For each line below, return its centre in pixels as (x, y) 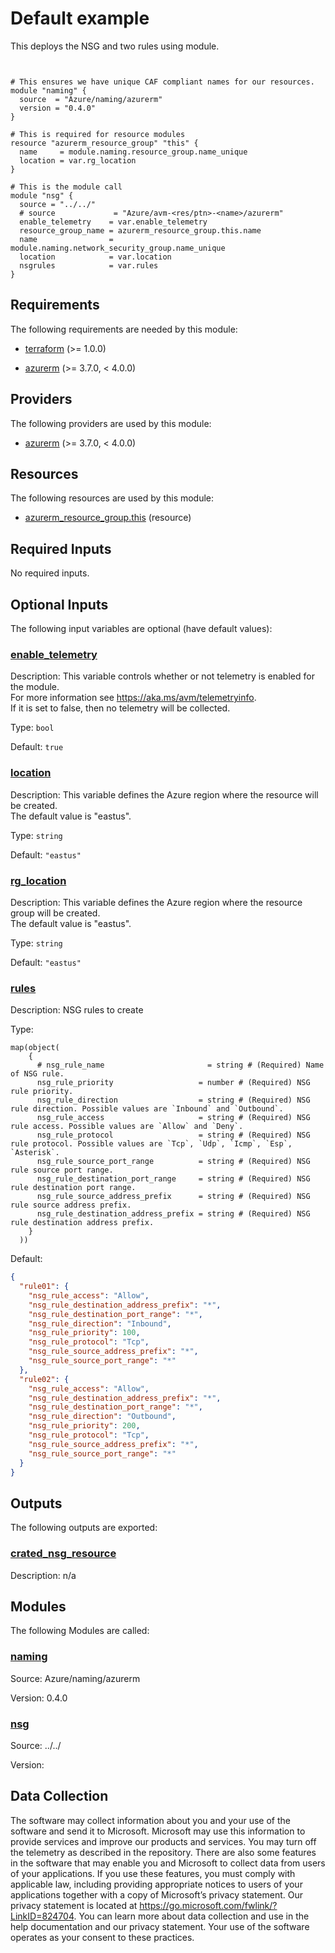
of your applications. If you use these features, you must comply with (153, 1873)
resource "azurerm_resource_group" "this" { (104, 143)
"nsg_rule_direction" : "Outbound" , (102, 1417)
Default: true (37, 747)
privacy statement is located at (74, 1905)
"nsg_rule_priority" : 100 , (84, 1333)
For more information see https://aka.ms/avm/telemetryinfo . (133, 698)
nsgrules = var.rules (89, 265)
